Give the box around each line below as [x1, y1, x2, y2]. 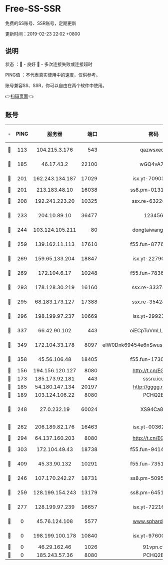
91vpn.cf [142, 543, 164, 550]
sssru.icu [142, 375, 164, 382]
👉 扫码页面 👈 [5, 93, 34, 99]
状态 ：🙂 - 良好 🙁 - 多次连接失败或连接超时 [5, 61, 92, 67]
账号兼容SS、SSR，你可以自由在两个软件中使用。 [5, 82, 107, 88]
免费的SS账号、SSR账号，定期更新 [5, 20, 76, 26]
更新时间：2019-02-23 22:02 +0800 [5, 31, 80, 37]
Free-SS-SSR [5, 3, 61, 15]
